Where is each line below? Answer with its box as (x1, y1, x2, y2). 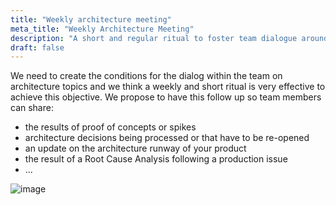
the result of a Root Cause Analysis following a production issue (24, 153, 288, 165)
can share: (10, 102, 54, 114)
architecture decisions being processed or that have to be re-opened (24, 132, 310, 144)
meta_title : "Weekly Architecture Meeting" (10, 24, 195, 34)
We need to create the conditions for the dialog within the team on (10, 70, 283, 82)
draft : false (10, 42, 65, 53)
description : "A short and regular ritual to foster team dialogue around (10, 33, 329, 43)
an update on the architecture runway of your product (24, 142, 247, 155)
